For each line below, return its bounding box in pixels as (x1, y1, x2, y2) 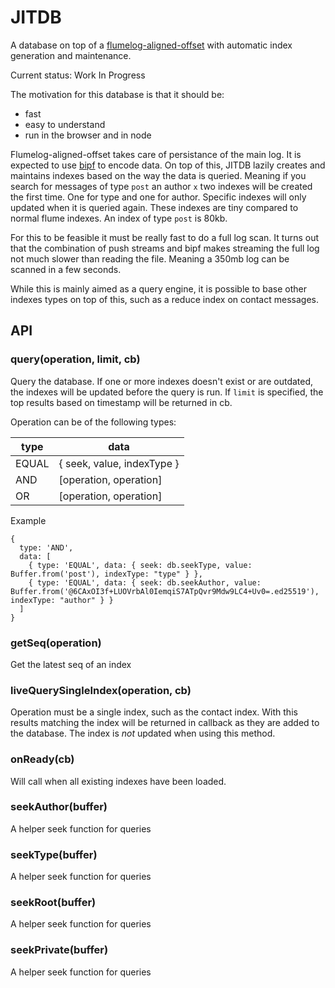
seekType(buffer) (10, 847, 98, 861)
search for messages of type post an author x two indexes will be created (10, 180, 313, 192)
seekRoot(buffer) (10, 896, 97, 910)
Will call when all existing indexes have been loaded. (10, 775, 227, 787)
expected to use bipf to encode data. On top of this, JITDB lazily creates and (10, 159, 326, 171)
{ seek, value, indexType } (58, 456, 180, 470)
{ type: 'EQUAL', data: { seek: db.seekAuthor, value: (28, 577, 262, 588)
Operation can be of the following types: (10, 416, 177, 428)
